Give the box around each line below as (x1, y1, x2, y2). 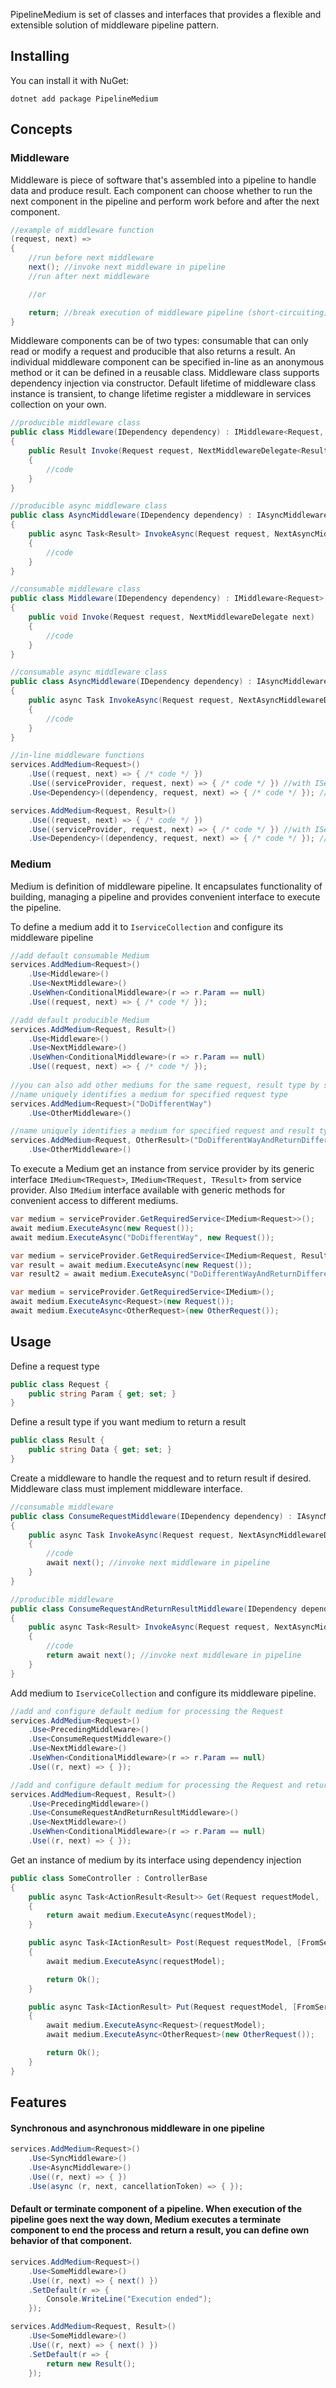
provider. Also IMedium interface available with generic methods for (10, 1184, 286, 1196)
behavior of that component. (10, 2235, 133, 2247)
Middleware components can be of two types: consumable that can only (10, 335, 309, 347)
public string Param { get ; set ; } (28, 1389, 177, 1399)
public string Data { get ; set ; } (28, 1445, 172, 1455)
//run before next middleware (28, 253, 155, 263)
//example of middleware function (10, 225, 155, 235)
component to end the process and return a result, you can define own (10, 2224, 310, 2236)
